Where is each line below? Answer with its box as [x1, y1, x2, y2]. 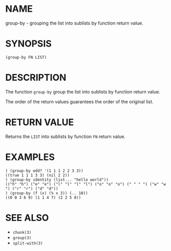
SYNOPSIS [5, 38, 52, 50]
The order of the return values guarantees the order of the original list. [5, 98, 154, 105]
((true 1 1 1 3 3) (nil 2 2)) [5, 172, 70, 178]
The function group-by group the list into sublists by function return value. [5, 88, 160, 95]
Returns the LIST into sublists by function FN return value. [5, 133, 126, 140]
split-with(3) [12, 241, 43, 246]
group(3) [12, 235, 32, 240]
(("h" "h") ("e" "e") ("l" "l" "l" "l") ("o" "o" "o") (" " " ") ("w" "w [5, 181, 166, 187]
